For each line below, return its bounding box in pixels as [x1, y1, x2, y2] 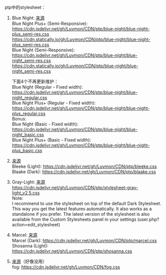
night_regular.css [11, 95, 48, 101]
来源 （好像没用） [11, 259, 47, 264]
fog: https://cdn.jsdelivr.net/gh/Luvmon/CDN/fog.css [11, 264, 120, 270]
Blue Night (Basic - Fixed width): [11, 121, 79, 127]
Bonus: [11, 116, 27, 122]
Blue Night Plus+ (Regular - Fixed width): [11, 100, 96, 106]
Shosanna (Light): [11, 243, 49, 249]
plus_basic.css [11, 147, 43, 153]
